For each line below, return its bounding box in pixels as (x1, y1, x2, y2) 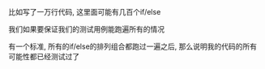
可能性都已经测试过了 (8, 52, 79, 61)
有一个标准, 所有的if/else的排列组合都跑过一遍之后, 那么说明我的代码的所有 (8, 41, 258, 51)
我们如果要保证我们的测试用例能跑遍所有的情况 (8, 24, 165, 34)
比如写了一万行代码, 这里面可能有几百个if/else (8, 7, 161, 16)
